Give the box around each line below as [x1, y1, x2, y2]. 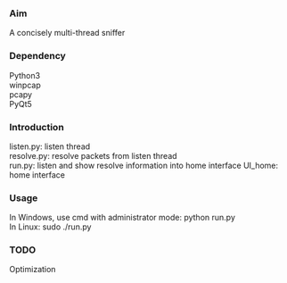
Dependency [9, 50, 67, 62]
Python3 [9, 70, 41, 80]
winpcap [9, 79, 42, 90]
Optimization [9, 264, 56, 275]
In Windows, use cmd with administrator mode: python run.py [9, 212, 236, 223]
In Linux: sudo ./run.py [9, 221, 92, 232]
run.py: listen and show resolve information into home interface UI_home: [9, 160, 279, 171]
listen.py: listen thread [9, 141, 91, 152]
